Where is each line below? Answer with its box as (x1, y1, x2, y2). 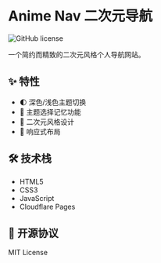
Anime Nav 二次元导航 (8, 7, 153, 25)
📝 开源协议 (8, 226, 59, 239)
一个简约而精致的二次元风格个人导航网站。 (8, 49, 145, 59)
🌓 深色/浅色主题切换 (19, 97, 87, 107)
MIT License (8, 248, 48, 258)
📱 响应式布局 (19, 126, 61, 136)
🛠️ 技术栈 (8, 152, 52, 166)
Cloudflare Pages (19, 202, 76, 211)
